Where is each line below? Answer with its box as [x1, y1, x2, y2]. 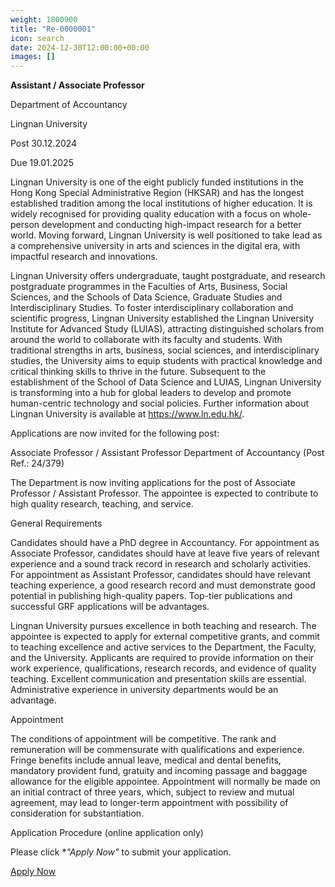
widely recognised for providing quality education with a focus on [10, 208, 281, 220]
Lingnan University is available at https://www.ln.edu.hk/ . [10, 408, 245, 420]
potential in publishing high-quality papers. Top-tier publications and [10, 590, 293, 602]
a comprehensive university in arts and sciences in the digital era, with [10, 240, 301, 252]
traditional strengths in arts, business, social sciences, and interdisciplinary [10, 344, 320, 356]
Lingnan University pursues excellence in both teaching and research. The [10, 620, 317, 632]
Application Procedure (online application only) [10, 827, 204, 839]
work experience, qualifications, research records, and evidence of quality [10, 662, 317, 675]
